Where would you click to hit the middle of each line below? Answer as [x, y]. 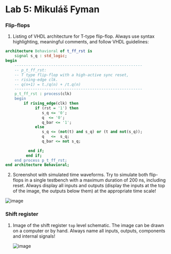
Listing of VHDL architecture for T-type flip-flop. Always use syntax [83, 36]
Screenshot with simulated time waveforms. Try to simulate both [80, 175]
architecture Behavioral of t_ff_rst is [49, 51]
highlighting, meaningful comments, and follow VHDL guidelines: [81, 42]
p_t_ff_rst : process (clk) [43, 94]
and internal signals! [34, 236]
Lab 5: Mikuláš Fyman [52, 9]
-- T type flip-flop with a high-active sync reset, [72, 75]
